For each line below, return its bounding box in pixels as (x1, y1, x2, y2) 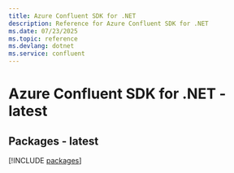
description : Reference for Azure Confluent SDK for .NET (8, 19, 209, 28)
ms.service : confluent (8, 50, 85, 58)
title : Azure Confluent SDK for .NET (8, 11, 136, 20)
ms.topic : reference (8, 34, 79, 43)
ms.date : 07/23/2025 (8, 27, 79, 35)
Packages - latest (8, 134, 99, 148)
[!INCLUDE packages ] (8, 156, 82, 165)
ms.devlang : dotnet (8, 42, 75, 50)
